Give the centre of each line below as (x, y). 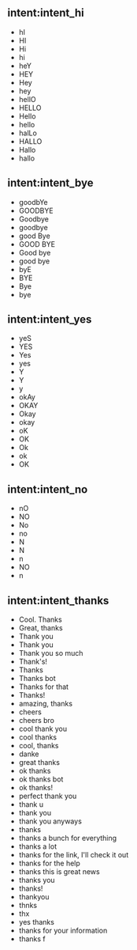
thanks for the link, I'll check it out (74, 855)
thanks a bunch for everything (68, 838)
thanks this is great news (59, 872)
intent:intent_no (48, 489)
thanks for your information (63, 931)
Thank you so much (51, 653)
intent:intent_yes (50, 320)
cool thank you (43, 729)
